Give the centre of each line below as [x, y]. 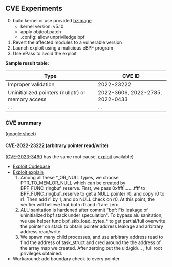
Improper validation [31, 84]
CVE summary [24, 123]
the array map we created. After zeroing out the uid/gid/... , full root [91, 248]
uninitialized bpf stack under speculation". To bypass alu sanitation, [91, 215]
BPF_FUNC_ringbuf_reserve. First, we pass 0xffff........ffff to [83, 188]
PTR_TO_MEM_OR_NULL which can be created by [73, 183]
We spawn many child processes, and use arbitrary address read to [92, 237]
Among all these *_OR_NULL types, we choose [69, 178]
